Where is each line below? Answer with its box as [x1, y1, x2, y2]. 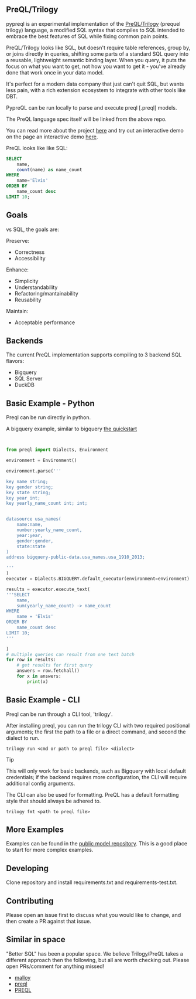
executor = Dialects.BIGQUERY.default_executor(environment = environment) [6, 576, 190, 582]
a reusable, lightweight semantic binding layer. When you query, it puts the [6, 56, 186, 63]
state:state [16, 543, 46, 549]
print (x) [27, 678, 49, 685]
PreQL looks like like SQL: [6, 144, 68, 151]
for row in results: [6, 657, 57, 663]
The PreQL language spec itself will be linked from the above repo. [6, 115, 167, 123]
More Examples [6, 824, 64, 834]
